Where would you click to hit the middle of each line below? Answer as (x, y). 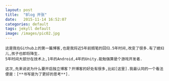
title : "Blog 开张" (26, 15)
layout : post (19, 10)
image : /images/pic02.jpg (32, 33)
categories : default (27, 24)
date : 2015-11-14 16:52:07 (36, 19)
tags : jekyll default (28, 29)
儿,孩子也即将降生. (23, 54)
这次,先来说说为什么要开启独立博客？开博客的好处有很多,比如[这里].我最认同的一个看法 (84, 69)
